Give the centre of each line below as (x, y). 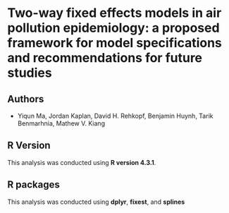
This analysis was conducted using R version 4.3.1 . (82, 162)
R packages (33, 185)
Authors (26, 99)
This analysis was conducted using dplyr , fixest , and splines (96, 202)
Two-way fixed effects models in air (114, 13)
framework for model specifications (114, 43)
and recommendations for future (105, 58)
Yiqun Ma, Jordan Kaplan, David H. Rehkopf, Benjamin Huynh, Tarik (115, 116)
